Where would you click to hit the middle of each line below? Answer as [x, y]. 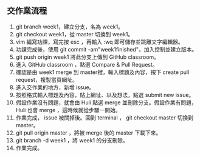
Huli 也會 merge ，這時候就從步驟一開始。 [68, 110]
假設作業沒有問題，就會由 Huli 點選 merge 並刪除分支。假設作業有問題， [106, 102]
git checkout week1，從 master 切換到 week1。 [74, 34]
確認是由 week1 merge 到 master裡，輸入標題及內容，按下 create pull [102, 72]
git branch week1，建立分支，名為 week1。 [70, 27]
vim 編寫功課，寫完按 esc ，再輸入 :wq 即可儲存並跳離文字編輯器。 [100, 42]
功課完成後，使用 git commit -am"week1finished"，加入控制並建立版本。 [106, 49]
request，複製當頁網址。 [47, 79]
